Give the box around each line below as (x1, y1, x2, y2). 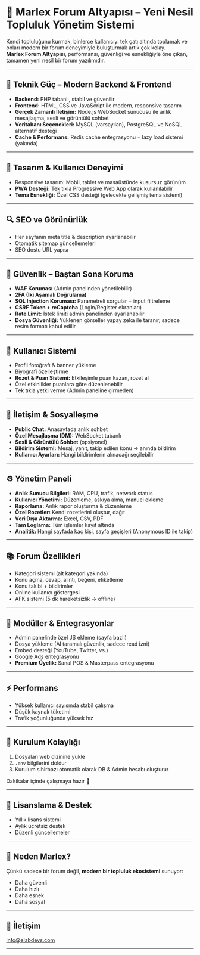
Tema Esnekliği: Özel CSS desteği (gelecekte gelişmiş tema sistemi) (14, 191, 183, 199)
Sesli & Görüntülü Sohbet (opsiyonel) (14, 438, 107, 445)
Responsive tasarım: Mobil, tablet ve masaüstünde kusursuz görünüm (14, 178, 186, 185)
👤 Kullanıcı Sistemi (6, 346, 76, 356)
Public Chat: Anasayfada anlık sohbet (14, 426, 108, 433)
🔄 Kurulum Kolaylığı (6, 737, 80, 748)
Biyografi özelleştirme (14, 368, 68, 375)
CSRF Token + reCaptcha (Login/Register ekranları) (14, 304, 142, 311)
